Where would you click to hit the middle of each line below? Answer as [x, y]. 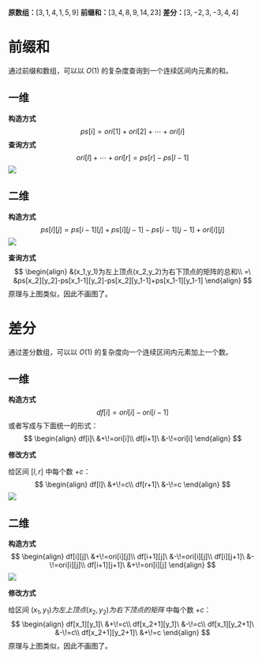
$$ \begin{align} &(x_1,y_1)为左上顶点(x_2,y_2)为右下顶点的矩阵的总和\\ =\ [133, 271]
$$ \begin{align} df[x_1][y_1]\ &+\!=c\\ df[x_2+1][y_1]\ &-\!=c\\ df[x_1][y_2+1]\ [133, 624]
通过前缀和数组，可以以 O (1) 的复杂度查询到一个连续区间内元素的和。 [120, 70]
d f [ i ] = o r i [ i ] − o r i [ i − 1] [133, 412]
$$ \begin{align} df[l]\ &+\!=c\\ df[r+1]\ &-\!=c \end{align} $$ [133, 484]
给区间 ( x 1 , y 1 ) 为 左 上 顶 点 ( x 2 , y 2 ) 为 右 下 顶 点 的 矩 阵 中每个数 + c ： [110, 611]
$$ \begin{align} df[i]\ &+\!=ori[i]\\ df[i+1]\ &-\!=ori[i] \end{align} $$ [133, 438]
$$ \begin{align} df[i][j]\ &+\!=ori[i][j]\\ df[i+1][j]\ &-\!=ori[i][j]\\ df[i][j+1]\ [128, 557]
